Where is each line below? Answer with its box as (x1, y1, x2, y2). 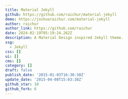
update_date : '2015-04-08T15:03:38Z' (5, 77, 84, 82)
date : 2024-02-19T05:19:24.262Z (5, 30, 72, 35)
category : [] (5, 63, 32, 68)
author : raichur (5, 21, 39, 26)
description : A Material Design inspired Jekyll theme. (5, 35, 124, 40)
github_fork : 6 (5, 86, 37, 91)
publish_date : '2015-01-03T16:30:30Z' (5, 72, 86, 77)
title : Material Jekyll (5, 7, 55, 12)
